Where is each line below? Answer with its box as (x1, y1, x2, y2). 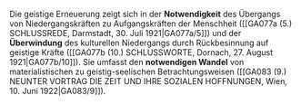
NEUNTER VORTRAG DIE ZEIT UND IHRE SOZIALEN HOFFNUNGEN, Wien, (9, 76, 288, 86)
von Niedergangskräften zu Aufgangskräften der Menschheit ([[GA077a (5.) (9, 18, 293, 29)
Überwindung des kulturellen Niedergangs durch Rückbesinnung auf (9, 37, 269, 48)
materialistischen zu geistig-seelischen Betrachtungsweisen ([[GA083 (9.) (9, 66, 287, 77)
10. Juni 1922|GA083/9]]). (9, 86, 106, 96)
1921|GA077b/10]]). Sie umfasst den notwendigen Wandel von (9, 57, 245, 67)
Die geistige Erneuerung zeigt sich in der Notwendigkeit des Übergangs (9, 9, 281, 19)
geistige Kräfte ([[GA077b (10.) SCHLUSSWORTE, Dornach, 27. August (9, 47, 274, 58)
